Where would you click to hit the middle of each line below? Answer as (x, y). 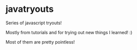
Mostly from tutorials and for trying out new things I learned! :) (69, 32)
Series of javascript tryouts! (34, 23)
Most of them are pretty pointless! (40, 42)
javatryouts (30, 9)
